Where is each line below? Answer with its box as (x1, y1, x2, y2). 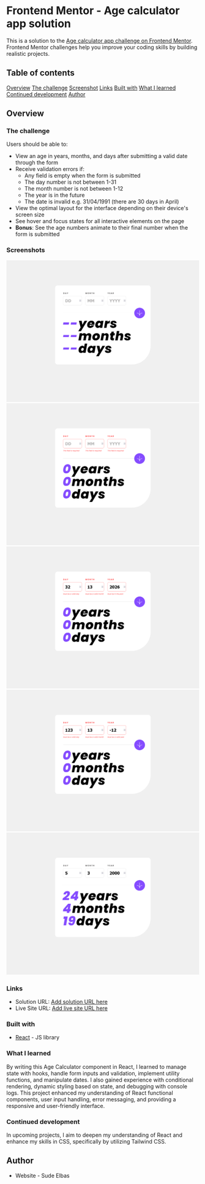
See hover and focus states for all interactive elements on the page (15, 218, 185, 225)
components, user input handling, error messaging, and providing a (6, 1095, 176, 1103)
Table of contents (6, 68, 75, 78)
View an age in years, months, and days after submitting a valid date (15, 153, 188, 160)
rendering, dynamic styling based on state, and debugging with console (6, 1082, 188, 1090)
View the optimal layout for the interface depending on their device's (15, 205, 188, 212)
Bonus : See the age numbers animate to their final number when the (15, 224, 188, 232)
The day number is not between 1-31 (24, 178, 117, 186)
